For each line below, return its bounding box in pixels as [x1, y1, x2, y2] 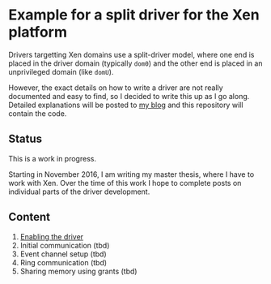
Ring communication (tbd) [19, 257, 108, 267]
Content [8, 210, 51, 224]
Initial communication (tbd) [19, 240, 110, 250]
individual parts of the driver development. [8, 187, 150, 196]
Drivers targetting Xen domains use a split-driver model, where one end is [8, 49, 255, 59]
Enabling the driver [19, 231, 83, 241]
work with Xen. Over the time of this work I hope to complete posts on [8, 178, 242, 187]
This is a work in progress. [8, 153, 97, 163]
